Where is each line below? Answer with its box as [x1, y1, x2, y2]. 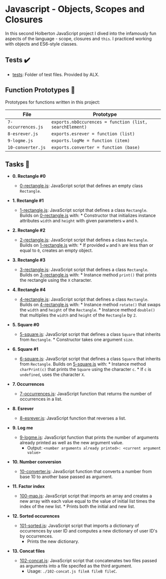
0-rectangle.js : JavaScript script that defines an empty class [19, 183, 143, 189]
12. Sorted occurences [12, 513, 60, 519]
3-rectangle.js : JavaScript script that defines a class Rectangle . [19, 266, 149, 273]
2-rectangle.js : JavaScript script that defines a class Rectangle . [19, 237, 149, 243]
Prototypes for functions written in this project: [5, 99, 100, 105]
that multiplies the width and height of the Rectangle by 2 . [19, 312, 137, 318]
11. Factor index [12, 483, 45, 489]
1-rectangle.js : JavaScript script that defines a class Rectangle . [19, 207, 148, 213]
